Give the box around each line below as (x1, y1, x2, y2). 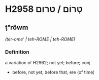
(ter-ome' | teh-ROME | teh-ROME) (5, 36, 75, 42)
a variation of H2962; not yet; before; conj (5, 60, 91, 66)
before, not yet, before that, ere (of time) (12, 69, 95, 75)
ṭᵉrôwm (5, 23, 29, 32)
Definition (5, 48, 30, 55)
